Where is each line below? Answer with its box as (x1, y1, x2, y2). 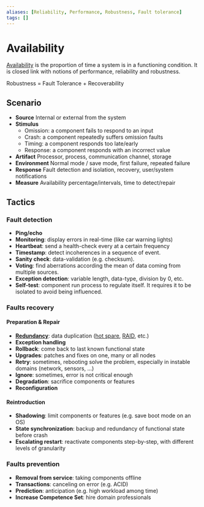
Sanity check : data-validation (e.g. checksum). (15, 255, 135, 263)
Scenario (6, 98, 42, 108)
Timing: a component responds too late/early (24, 140, 138, 147)
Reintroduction (6, 398, 45, 406)
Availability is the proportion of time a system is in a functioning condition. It (6, 61, 198, 69)
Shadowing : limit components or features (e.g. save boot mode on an (15, 412, 191, 419)
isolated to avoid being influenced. (15, 288, 103, 295)
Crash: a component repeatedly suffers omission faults (24, 133, 164, 141)
